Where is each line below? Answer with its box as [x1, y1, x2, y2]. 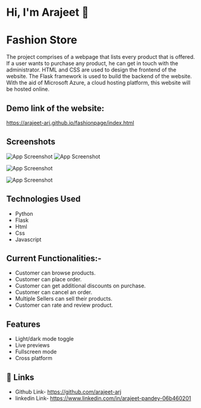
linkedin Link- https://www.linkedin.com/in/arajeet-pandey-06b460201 [15, 395, 191, 402]
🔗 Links [6, 372, 35, 383]
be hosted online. [6, 85, 50, 93]
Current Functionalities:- [6, 253, 102, 263]
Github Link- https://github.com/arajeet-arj [15, 388, 122, 395]
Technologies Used [6, 194, 81, 204]
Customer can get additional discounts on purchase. [15, 282, 147, 290]
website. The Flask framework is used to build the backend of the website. [6, 73, 193, 80]
